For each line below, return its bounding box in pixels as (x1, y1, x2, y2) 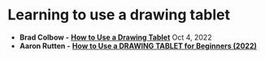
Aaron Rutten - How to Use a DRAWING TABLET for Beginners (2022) (19, 40, 258, 50)
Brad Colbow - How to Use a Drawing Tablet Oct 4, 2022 (19, 32, 212, 42)
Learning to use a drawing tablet (7, 6, 231, 24)
